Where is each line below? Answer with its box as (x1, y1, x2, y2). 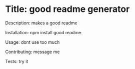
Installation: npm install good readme (5, 29, 81, 35)
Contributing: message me (5, 49, 60, 55)
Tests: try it (5, 58, 28, 64)
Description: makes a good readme (5, 20, 77, 26)
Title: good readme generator (5, 3, 130, 15)
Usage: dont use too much (5, 39, 60, 45)
